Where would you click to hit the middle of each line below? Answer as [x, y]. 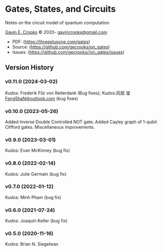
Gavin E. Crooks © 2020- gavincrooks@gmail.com [56, 32]
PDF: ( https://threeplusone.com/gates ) [51, 42]
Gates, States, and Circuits [60, 9]
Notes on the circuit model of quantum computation [57, 23]
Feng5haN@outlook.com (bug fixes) [42, 98]
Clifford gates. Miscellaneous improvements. [50, 127]
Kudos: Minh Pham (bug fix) [33, 197]
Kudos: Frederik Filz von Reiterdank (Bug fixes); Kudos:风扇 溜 [68, 93]
